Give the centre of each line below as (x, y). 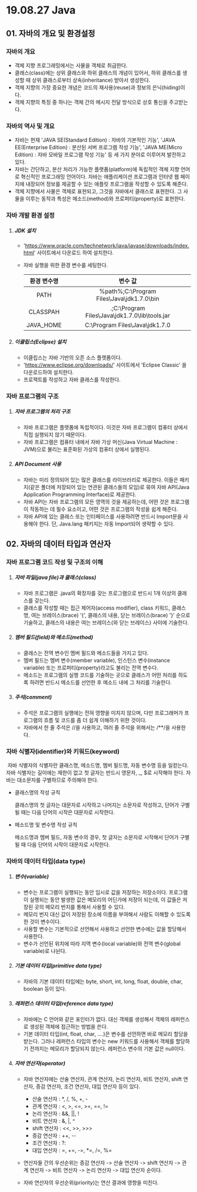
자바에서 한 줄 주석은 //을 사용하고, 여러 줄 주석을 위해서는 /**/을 (97, 728)
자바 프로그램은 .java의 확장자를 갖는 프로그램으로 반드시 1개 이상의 (100, 593)
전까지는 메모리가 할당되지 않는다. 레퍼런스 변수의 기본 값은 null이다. (107, 1049)
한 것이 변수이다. (42, 922)
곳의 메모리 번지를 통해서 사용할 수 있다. (79, 907)
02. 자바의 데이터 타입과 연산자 (59, 544)
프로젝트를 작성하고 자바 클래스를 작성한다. (72, 380)
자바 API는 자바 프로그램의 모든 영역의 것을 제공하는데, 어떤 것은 (96, 501)
